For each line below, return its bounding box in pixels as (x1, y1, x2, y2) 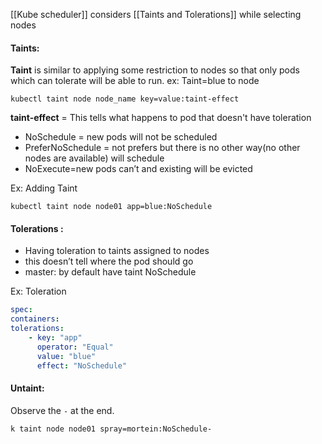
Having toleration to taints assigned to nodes (24, 245, 210, 257)
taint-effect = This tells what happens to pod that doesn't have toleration (10, 112, 312, 124)
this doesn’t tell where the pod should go (24, 255, 194, 268)
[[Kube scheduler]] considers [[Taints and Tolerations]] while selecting (10, 9, 302, 20)
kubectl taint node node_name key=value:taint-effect (10, 94, 240, 104)
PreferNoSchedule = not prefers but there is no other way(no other (24, 142, 301, 154)
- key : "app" (28, 333, 83, 343)
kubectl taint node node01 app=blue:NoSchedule (10, 202, 213, 212)
